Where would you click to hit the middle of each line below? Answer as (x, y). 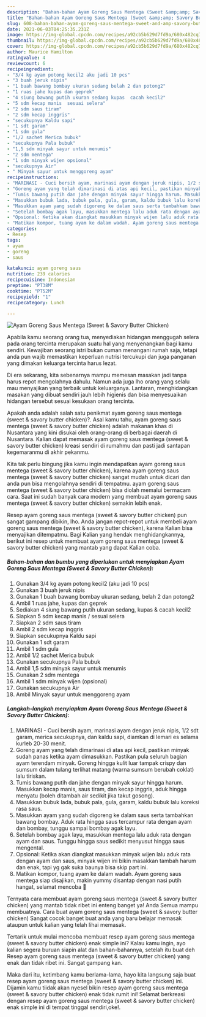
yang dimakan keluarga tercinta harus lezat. (62, 363)
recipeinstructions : (33, 178)
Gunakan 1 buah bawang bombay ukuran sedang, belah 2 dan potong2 (105, 597)
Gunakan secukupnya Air (47, 688)
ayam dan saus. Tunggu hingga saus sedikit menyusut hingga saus (100, 842)
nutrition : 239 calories (39, 274)
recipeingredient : (30, 69)
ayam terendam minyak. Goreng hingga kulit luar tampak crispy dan (101, 763)
